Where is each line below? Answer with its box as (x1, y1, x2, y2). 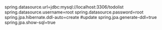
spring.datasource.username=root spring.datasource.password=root (4, 9, 144, 15)
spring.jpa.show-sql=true (4, 19, 56, 25)
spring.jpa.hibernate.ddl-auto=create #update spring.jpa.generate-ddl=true (4, 15, 157, 20)
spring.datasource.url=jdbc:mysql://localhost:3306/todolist (4, 4, 124, 10)
